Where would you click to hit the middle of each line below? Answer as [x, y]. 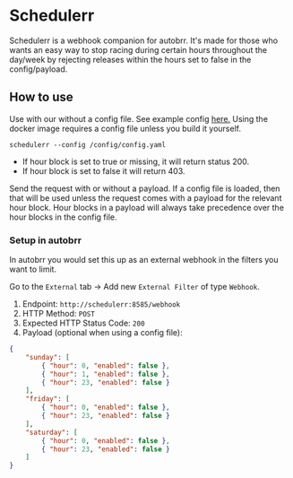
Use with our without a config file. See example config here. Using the [139, 118]
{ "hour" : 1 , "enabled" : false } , [106, 374]
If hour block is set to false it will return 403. [103, 170]
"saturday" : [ [52, 432]
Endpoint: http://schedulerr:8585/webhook [101, 304]
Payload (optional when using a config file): [102, 333]
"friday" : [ [47, 399]
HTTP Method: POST [59, 314]
